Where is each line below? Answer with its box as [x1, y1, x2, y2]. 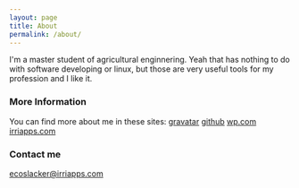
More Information [9, 96, 87, 108]
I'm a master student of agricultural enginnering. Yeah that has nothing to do [9, 55, 290, 65]
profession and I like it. [9, 73, 93, 84]
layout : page [9, 13, 58, 22]
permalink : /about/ [9, 30, 82, 38]
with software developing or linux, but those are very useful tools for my [9, 64, 274, 74]
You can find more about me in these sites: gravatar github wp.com [9, 115, 257, 126]
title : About [9, 21, 58, 30]
